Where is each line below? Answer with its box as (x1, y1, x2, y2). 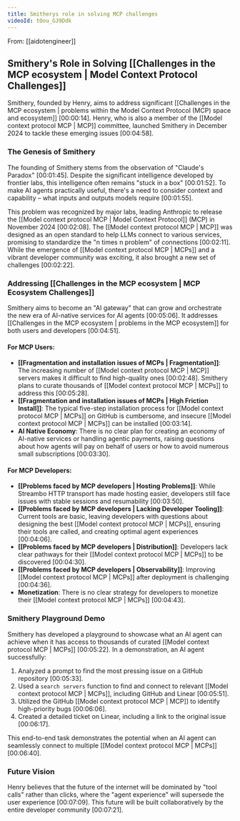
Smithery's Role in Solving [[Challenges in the (7, 57, 216, 69)
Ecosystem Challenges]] (7, 287, 95, 297)
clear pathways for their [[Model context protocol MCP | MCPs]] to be (17, 550, 224, 559)
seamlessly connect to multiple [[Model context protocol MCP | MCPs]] (7, 741, 217, 750)
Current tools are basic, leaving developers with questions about (17, 512, 209, 521)
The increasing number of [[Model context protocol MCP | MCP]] (17, 366, 209, 375)
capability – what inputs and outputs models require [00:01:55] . (7, 194, 194, 202)
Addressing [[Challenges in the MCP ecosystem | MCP (7, 278, 201, 288)
